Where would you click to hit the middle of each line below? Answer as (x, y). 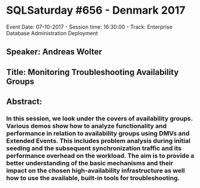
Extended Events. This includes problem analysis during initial (99, 141)
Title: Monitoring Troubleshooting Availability (93, 72)
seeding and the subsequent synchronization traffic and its (94, 148)
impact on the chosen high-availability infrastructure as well (96, 171)
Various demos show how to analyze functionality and (87, 126)
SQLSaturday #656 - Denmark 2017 (96, 10)
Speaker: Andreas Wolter (54, 52)
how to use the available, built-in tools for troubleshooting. (93, 178)
